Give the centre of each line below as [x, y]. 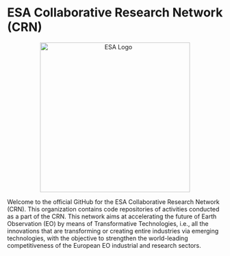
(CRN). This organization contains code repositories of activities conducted [113, 209]
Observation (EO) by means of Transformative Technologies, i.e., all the [108, 223]
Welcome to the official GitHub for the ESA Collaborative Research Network [114, 202]
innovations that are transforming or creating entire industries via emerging [113, 231]
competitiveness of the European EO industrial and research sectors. [104, 245]
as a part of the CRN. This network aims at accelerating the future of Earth [112, 216]
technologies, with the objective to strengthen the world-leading [98, 238]
